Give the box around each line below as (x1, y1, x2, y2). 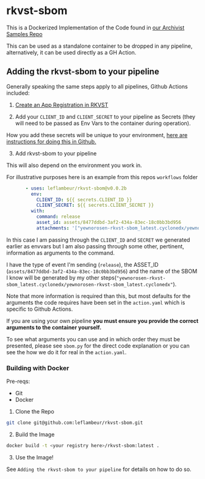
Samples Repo (6, 30, 43, 37)
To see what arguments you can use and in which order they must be (6, 335, 181, 343)
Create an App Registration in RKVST (15, 101, 109, 108)
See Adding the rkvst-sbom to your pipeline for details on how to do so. (6, 466, 192, 473)
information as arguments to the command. (6, 249, 115, 256)
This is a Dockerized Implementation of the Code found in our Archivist (6, 24, 185, 31)
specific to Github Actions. (6, 305, 73, 313)
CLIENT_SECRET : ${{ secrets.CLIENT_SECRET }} (36, 202, 154, 209)
